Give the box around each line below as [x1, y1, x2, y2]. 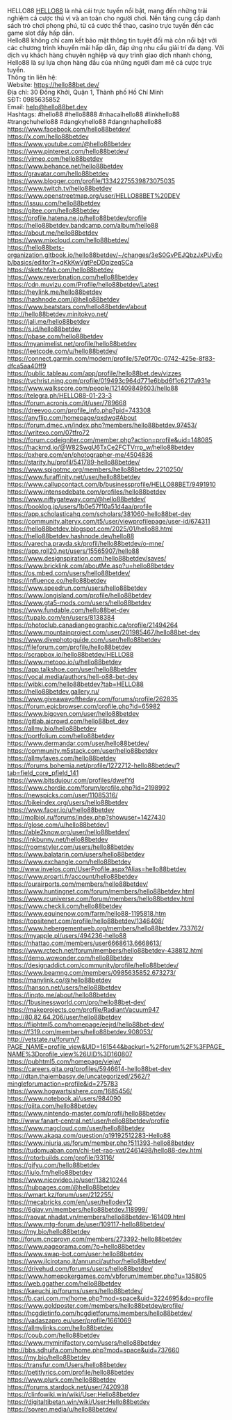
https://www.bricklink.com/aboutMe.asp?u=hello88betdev [7, 561, 174, 570]
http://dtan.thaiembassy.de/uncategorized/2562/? [7, 1072, 151, 1080]
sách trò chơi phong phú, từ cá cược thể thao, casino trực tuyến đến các [7, 22, 214, 29]
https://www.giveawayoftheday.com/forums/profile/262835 [7, 695, 179, 703]
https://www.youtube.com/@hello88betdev [7, 140, 131, 148]
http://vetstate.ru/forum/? [7, 1035, 80, 1043]
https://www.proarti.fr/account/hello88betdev [7, 873, 138, 880]
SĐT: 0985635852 [7, 95, 60, 104]
